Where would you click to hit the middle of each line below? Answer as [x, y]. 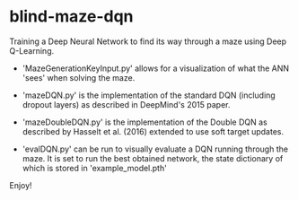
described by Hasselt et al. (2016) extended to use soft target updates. [153, 131]
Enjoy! [21, 185]
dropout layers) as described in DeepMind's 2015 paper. [126, 104]
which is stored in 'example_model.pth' [95, 168]
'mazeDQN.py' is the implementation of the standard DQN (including [149, 95]
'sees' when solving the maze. [79, 77]
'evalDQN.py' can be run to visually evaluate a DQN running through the [155, 149]
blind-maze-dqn [71, 17]
